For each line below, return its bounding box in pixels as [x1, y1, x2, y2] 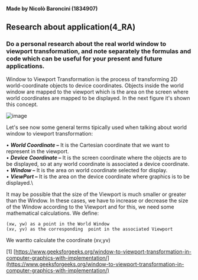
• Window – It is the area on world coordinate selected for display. [6, 166, 168, 173]
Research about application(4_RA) [6, 22, 136, 32]
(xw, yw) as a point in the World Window [6, 221, 110, 227]
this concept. [6, 101, 38, 108]
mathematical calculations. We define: [6, 210, 99, 217]
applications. [6, 62, 45, 70]
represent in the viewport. [6, 147, 69, 155]
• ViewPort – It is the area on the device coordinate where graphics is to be [6, 173, 190, 180]
